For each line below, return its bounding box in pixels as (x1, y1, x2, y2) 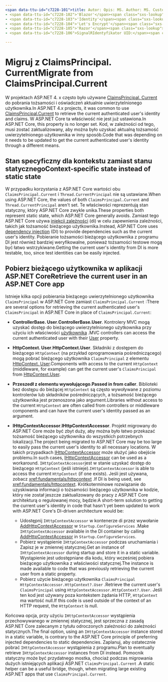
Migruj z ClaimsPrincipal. (5, 57, 111, 68)
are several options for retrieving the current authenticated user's (5, 304, 140, 310)
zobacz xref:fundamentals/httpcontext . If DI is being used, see (12, 476, 141, 482)
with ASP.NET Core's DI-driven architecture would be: (12, 508, 124, 514)
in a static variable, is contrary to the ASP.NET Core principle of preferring (5, 633, 158, 639)
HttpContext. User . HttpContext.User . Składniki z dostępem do (12, 344, 143, 351)
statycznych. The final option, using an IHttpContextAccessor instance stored (5, 628, 163, 634)
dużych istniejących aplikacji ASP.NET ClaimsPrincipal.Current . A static (5, 660, 155, 666)
